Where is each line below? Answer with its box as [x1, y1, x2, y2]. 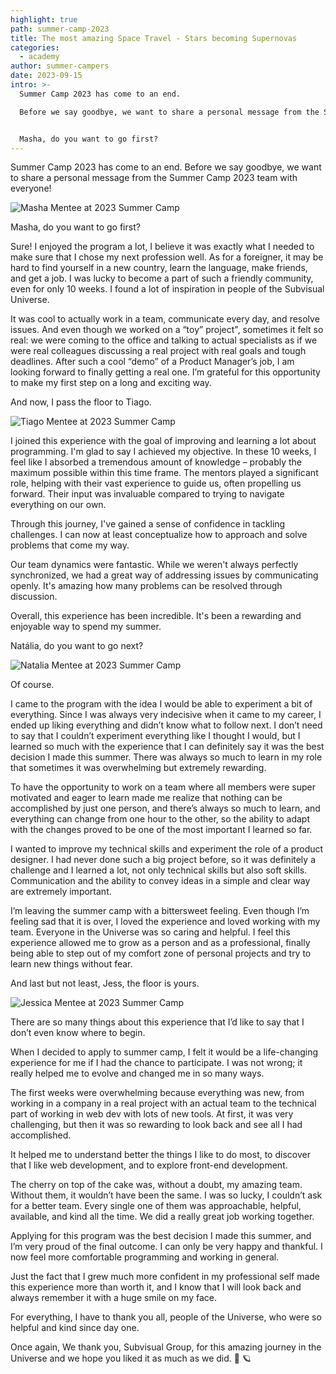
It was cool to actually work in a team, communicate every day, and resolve [10, 313, 320, 325]
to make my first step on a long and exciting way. [10, 377, 212, 389]
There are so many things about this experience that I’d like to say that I [10, 1016, 305, 1028]
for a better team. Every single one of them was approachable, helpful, [10, 1200, 302, 1212]
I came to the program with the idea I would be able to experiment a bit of [10, 698, 313, 710]
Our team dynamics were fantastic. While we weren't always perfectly [10, 559, 299, 571]
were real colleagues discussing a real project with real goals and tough [10, 345, 307, 357]
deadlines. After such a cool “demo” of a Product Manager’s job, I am [10, 356, 295, 368]
